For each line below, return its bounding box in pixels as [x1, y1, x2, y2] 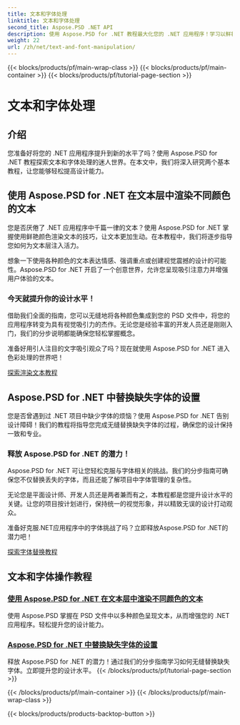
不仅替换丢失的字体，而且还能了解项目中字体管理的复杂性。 [19, 475, 195, 484]
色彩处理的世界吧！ [7, 353, 64, 362]
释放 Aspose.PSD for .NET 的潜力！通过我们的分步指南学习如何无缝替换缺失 [7, 657, 230, 666]
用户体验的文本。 [7, 274, 58, 283]
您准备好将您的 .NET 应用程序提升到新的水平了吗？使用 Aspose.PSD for [7, 149, 218, 157]
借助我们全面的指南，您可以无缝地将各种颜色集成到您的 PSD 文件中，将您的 [7, 311, 230, 320]
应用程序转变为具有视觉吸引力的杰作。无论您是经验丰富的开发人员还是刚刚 [7, 320, 226, 329]
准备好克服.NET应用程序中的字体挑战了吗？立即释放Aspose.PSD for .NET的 [7, 524, 229, 532]
